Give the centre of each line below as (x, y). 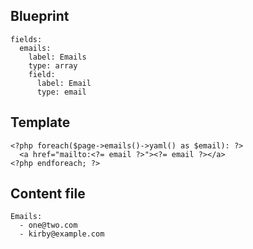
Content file (48, 194)
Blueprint (40, 16)
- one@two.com (48, 225)
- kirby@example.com (62, 234)
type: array (53, 65)
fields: (26, 39)
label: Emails (57, 57)
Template (40, 122)
